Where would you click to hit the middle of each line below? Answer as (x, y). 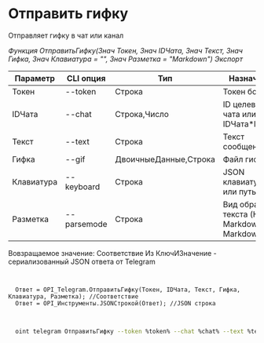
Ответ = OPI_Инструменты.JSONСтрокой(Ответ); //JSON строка (115, 303)
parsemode (86, 224)
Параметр (35, 78)
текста (235, 214)
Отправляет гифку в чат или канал (66, 35)
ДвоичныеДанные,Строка (165, 159)
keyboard (83, 187)
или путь (240, 192)
